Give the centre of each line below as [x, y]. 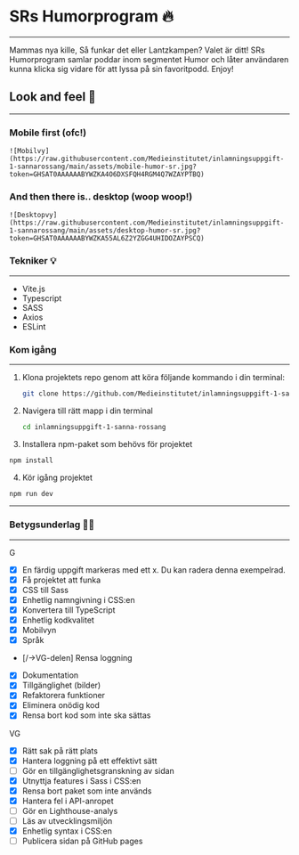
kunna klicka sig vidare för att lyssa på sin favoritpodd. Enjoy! [121, 69]
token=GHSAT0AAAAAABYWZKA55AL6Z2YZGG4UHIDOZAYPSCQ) [107, 239]
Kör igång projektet [57, 477]
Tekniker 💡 [33, 261]
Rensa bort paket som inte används [87, 791]
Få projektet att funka [61, 580]
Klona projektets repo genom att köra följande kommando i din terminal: [154, 377]
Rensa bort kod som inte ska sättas [86, 715]
